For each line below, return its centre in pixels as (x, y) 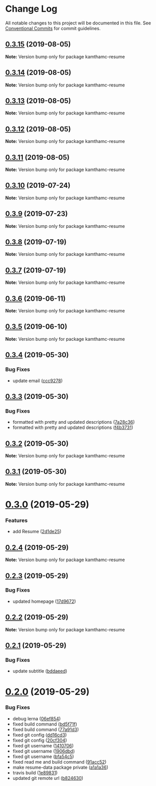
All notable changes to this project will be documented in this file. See (78, 23)
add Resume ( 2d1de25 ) (37, 532)
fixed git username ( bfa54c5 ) (43, 756)
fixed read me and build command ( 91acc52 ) (59, 762)
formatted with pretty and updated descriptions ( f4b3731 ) (73, 427)
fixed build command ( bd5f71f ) (45, 724)
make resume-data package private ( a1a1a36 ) (60, 767)
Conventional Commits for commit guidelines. (53, 28)
